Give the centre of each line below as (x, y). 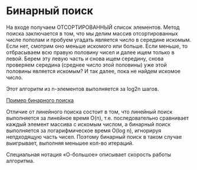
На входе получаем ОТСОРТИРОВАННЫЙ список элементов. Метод (93, 27)
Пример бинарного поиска (40, 100)
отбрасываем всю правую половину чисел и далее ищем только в (91, 52)
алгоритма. (20, 161)
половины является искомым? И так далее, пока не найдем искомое (93, 71)
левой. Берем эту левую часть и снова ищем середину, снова (85, 58)
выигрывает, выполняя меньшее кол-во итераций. (70, 143)
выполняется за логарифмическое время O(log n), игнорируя (84, 130)
